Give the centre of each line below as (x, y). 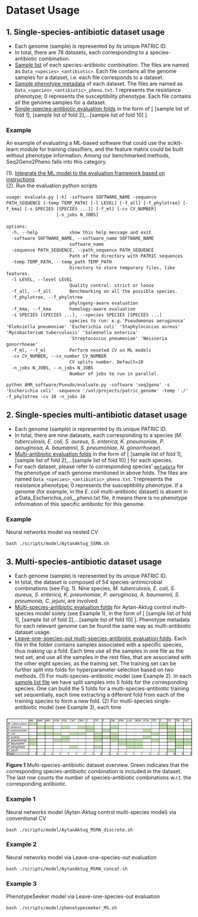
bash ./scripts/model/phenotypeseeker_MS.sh (62, 908)
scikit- (175, 143)
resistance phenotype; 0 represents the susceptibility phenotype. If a (98, 485)
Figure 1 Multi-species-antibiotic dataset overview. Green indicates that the (98, 765)
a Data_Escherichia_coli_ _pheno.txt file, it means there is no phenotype (101, 498)
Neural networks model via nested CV (52, 532)
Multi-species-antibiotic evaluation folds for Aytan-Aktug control (93, 607)
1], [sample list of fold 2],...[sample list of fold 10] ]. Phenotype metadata (102, 620)
